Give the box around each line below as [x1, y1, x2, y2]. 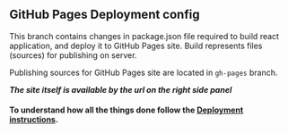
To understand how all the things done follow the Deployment [9, 104, 244, 115]
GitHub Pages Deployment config [9, 7, 200, 22]
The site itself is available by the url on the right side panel [9, 84, 232, 95]
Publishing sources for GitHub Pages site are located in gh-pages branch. [9, 67, 278, 78]
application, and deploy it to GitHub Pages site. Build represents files [9, 40, 263, 51]
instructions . [9, 114, 58, 125]
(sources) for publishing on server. [9, 49, 137, 61]
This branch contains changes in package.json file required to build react [9, 30, 280, 41]
